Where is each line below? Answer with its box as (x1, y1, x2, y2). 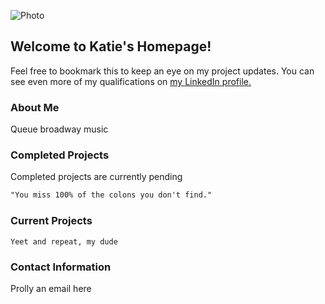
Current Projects (10, 214, 93, 228)
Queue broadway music (10, 123, 109, 135)
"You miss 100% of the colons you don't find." (10, 190, 213, 200)
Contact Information (10, 260, 112, 274)
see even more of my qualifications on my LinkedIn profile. (10, 75, 252, 87)
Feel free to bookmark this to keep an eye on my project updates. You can (10, 65, 315, 77)
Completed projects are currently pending (10, 171, 183, 183)
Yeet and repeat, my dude (10, 236, 118, 247)
